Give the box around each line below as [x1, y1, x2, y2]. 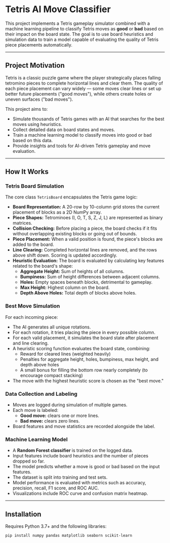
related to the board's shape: [12, 263, 73, 269]
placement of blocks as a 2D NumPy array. [12, 209, 102, 216]
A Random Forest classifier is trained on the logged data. [12, 447, 133, 453]
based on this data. [12, 137, 53, 143]
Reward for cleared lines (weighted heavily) [20, 351, 111, 357]
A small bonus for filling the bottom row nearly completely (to [20, 367, 148, 373]
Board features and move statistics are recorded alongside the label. [12, 424, 155, 430]
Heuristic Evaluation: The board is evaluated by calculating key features [12, 258, 164, 264]
